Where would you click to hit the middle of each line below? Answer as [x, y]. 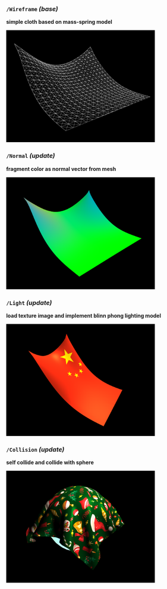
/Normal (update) [31, 156]
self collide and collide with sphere [50, 462]
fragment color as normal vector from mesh [61, 168]
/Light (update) [29, 302]
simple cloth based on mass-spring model [59, 22]
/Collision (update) [35, 449]
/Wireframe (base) [32, 9]
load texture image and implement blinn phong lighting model [84, 315]
